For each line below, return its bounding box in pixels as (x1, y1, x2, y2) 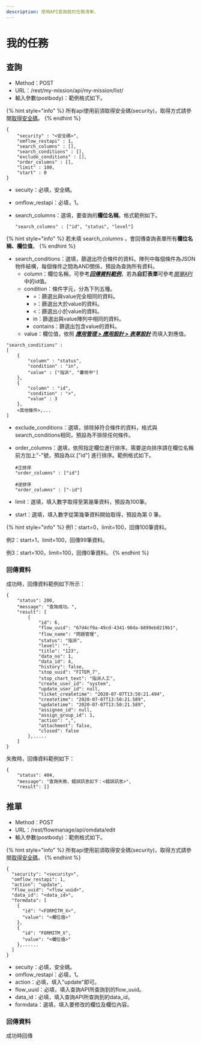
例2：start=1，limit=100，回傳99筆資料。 (6, 536, 108, 543)
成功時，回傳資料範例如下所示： (6, 580, 85, 587)
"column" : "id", (28, 385, 71, 391)
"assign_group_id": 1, (38, 712, 95, 718)
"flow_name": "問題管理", (38, 631, 100, 637)
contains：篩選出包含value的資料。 (32, 322, 121, 330)
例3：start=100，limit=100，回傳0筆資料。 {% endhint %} (6, 549, 149, 556)
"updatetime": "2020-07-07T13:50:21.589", (38, 701, 146, 708)
